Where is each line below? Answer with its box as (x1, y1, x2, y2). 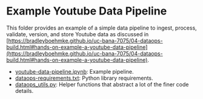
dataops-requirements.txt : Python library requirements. (15, 74, 153, 81)
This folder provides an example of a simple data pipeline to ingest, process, (6, 24, 197, 31)
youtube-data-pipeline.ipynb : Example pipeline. (15, 68, 134, 75)
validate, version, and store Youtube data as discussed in (6, 30, 149, 37)
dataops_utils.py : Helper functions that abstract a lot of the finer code (15, 80, 189, 88)
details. (15, 87, 34, 94)
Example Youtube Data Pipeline (6, 4, 167, 18)
